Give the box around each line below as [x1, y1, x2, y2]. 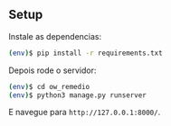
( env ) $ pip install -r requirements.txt [8, 49, 164, 58]
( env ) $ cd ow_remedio [8, 82, 90, 91]
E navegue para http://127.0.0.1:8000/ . [8, 107, 161, 118]
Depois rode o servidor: [8, 65, 97, 76]
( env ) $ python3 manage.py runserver [8, 90, 147, 100]
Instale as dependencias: [8, 31, 102, 41]
